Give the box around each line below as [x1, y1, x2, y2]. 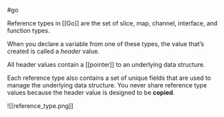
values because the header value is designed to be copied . [7, 89, 175, 96]
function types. [7, 27, 50, 34]
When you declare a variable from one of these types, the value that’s [7, 40, 205, 47]
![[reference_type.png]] [7, 102, 74, 109]
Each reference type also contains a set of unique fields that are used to [7, 74, 212, 82]
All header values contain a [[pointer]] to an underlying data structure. [7, 61, 205, 68]
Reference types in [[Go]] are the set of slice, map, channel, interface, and [7, 19, 218, 27]
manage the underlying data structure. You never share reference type [7, 81, 208, 89]
